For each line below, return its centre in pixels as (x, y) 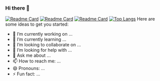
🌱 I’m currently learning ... (39, 39)
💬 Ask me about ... (32, 55)
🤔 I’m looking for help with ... (42, 50)
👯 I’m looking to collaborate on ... (47, 45)
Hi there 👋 (18, 8)
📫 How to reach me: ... (37, 61)
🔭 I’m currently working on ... (42, 34)
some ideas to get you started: (37, 24)
